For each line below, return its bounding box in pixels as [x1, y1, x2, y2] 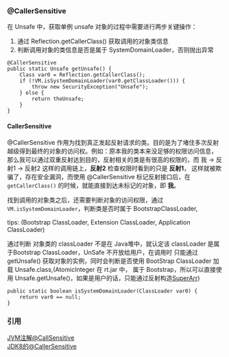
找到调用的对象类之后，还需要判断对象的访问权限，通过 [7, 196, 163, 204]
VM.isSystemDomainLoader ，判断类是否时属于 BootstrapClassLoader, [7, 204, 198, 212]
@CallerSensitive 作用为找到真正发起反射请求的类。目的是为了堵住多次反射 [7, 138, 219, 146]
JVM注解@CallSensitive [7, 333, 75, 342]
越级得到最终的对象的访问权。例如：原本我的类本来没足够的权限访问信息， [7, 147, 217, 155]
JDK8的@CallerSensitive [7, 342, 77, 350]
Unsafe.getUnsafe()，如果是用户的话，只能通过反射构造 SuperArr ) [14, 274, 200, 282]
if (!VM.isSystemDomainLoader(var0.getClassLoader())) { [19, 78, 186, 84]
